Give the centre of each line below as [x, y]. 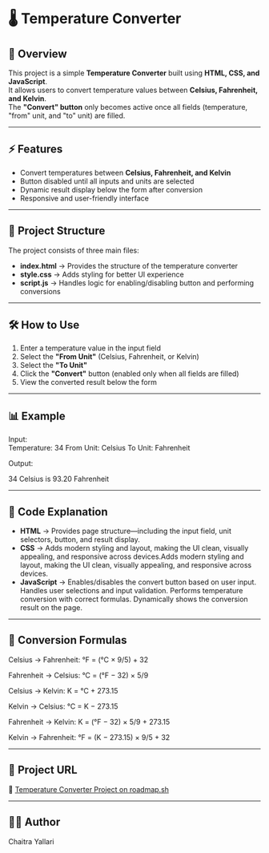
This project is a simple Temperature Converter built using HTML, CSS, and [134, 73]
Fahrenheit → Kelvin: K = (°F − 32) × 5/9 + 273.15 [89, 722]
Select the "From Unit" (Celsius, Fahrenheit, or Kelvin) [110, 357]
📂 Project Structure [57, 231]
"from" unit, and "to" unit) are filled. [67, 115]
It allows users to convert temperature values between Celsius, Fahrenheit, [133, 90]
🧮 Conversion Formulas [68, 640]
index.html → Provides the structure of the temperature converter [129, 265]
